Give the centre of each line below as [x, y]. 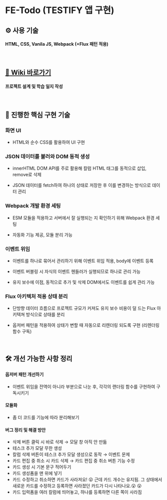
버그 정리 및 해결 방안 [25, 430]
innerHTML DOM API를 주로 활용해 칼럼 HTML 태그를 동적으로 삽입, [79, 168]
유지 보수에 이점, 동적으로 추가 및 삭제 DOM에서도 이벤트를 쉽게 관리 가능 [83, 282]
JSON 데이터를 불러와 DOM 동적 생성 [47, 156]
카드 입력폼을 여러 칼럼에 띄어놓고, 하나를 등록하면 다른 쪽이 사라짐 [77, 492]
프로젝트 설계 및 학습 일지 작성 [34, 86]
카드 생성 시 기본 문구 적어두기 [42, 467]
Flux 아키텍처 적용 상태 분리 [36, 296]
